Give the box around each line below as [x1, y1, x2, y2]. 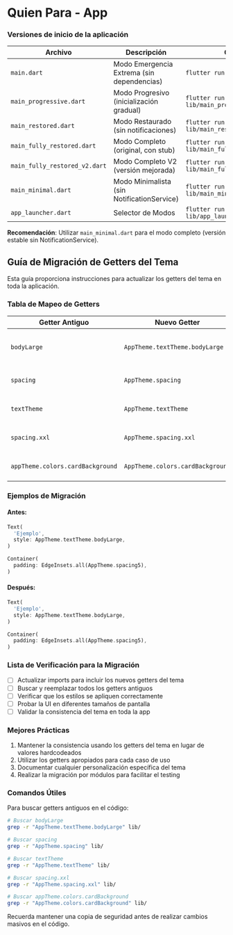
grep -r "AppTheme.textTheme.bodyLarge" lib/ [7, 824, 141, 831]
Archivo [45, 47, 72, 57]
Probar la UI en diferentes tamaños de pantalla [17, 699, 150, 708]
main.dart [10, 69, 43, 77]
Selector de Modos [113, 208, 175, 218]
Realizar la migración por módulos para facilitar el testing [17, 771, 180, 779]
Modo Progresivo [113, 88, 170, 98]
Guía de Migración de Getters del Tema [7, 256, 179, 268]
